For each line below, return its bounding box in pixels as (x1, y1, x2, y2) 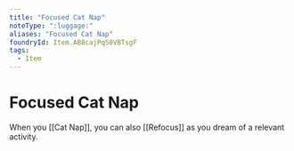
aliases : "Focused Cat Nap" (9, 29, 114, 38)
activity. (9, 131, 38, 142)
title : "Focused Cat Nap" (9, 12, 105, 22)
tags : (9, 46, 29, 55)
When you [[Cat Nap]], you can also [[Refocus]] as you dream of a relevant (9, 122, 285, 132)
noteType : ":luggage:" (9, 21, 94, 30)
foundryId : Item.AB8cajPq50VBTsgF (9, 37, 138, 47)
